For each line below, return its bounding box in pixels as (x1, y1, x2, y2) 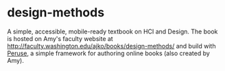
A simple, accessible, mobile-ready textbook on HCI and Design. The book (7, 27, 218, 35)
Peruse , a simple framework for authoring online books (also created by (7, 49, 211, 57)
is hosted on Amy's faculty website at (7, 34, 113, 42)
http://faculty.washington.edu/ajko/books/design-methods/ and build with (7, 42, 216, 50)
